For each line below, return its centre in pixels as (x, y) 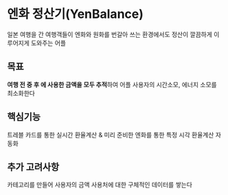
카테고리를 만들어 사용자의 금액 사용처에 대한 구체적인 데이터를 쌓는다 (100, 185)
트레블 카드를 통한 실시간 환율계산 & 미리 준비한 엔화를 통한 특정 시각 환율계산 (111, 135)
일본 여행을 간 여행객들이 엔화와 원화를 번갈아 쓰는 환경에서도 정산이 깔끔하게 (110, 34)
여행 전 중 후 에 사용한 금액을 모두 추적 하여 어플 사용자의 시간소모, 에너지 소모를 (112, 84)
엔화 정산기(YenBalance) (76, 14)
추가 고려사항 (33, 167)
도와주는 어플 (48, 43)
